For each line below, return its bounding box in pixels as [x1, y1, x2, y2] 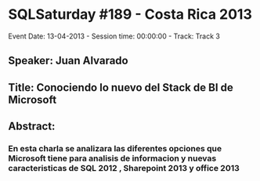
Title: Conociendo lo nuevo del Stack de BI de [8, 81, 233, 94]
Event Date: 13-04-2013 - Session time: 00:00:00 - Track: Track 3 [8, 31, 221, 41]
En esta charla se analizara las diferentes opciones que [8, 143, 222, 154]
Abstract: [8, 120, 56, 133]
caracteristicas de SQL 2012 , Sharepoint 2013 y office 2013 [8, 163, 240, 174]
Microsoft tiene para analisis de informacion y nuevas [8, 153, 217, 164]
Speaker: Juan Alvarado [8, 54, 128, 67]
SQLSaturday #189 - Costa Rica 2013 [8, 5, 252, 24]
